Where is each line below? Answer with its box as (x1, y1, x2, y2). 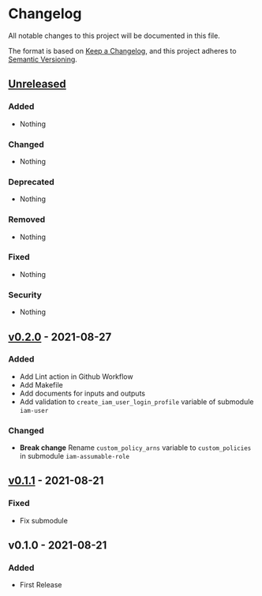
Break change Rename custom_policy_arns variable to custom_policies (19, 443, 252, 452)
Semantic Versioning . (8, 54, 77, 64)
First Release (19, 580, 62, 590)
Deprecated (8, 176, 55, 187)
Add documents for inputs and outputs (19, 388, 146, 398)
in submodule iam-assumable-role (19, 452, 130, 461)
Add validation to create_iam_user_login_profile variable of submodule (19, 396, 254, 407)
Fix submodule (19, 515, 69, 525)
